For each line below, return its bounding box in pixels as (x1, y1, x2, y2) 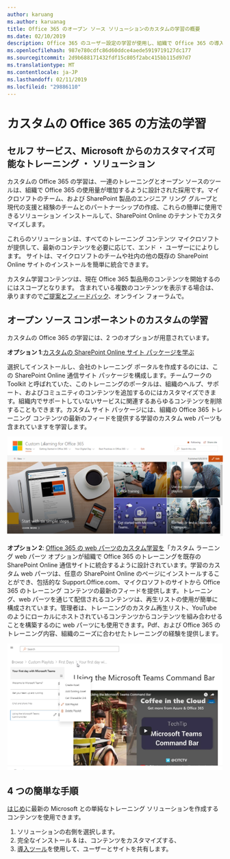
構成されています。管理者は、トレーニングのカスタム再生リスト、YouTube (7, 603, 217, 612)
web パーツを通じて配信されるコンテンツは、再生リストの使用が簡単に (18, 595, 218, 603)
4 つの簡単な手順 (7, 785, 79, 797)
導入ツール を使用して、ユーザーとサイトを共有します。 (16, 845, 172, 853)
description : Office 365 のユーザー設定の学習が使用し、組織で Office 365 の (7, 40, 214, 47)
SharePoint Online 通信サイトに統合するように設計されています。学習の (7, 560, 209, 569)
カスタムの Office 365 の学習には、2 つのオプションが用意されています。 (7, 334, 214, 342)
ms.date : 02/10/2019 (7, 33, 66, 40)
